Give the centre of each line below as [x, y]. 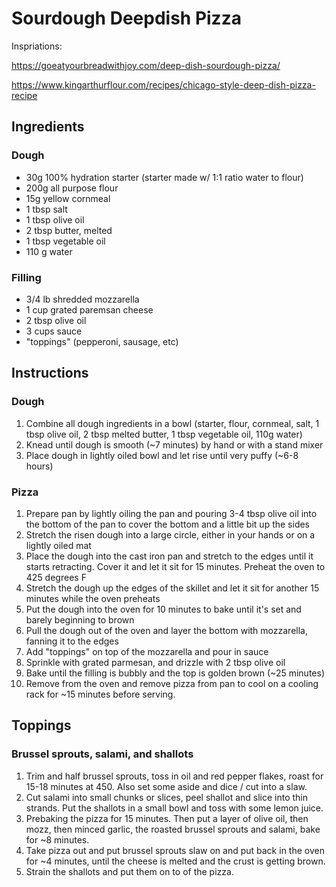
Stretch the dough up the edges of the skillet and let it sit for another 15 [172, 588]
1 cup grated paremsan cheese [89, 309]
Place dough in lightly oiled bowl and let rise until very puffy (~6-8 [162, 455]
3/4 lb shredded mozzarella [82, 299]
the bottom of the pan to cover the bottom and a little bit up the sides [167, 524]
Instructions [50, 373]
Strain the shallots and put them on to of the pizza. [129, 871]
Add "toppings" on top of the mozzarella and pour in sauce [147, 651]
